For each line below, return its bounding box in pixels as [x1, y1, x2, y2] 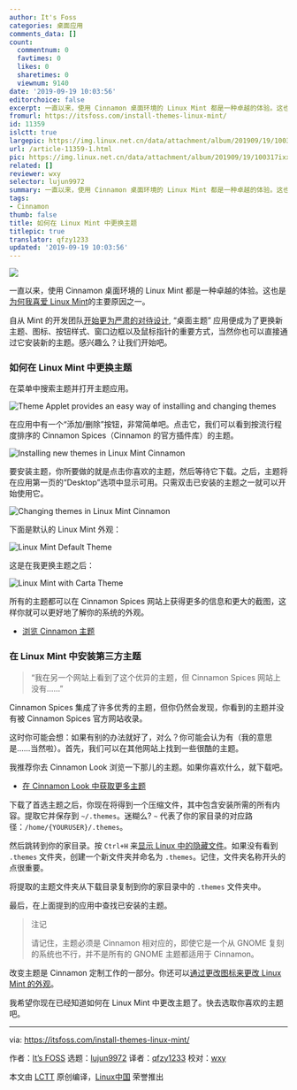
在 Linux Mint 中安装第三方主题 [9, 650, 141, 663]
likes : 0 [17, 63, 49, 72]
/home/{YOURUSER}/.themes [25, 823, 120, 832]
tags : [9, 194, 29, 203]
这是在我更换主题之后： [9, 560, 95, 571]
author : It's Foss [9, 12, 77, 22]
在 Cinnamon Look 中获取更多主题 [21, 780, 146, 791]
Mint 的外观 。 [9, 979, 59, 989]
